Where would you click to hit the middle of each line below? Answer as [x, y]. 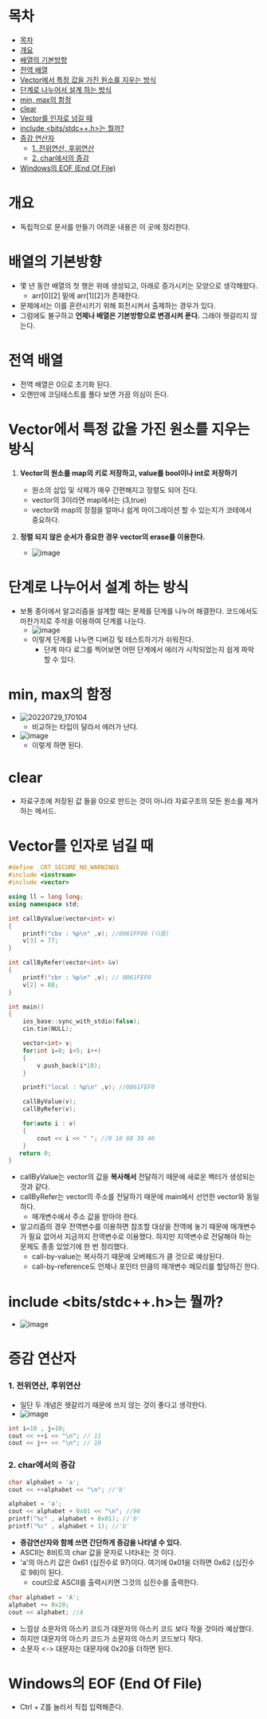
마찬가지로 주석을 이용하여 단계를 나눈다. [82, 621]
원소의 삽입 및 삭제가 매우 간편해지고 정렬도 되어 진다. [114, 490]
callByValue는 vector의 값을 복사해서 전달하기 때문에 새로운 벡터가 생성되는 [137, 1177]
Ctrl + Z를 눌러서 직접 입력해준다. [71, 1707]
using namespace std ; [44, 904]
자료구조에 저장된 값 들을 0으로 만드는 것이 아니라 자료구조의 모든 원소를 [132, 800]
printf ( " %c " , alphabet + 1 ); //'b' [69, 1526]
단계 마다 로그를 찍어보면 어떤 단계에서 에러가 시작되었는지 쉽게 [141, 649]
